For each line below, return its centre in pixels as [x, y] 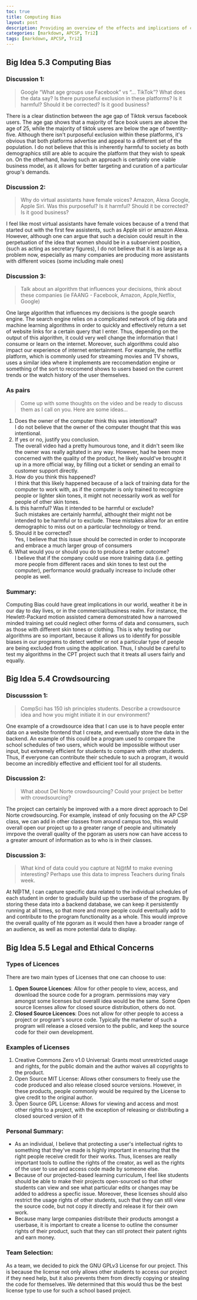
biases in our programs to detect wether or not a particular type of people [95, 641]
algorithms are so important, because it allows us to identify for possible [93, 635]
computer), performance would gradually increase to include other [95, 570]
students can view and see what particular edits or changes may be [96, 1187]
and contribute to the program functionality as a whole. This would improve [97, 917]
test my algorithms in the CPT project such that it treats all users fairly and [96, 654]
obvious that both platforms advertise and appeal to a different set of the [94, 141]
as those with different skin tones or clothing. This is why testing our [89, 629]
